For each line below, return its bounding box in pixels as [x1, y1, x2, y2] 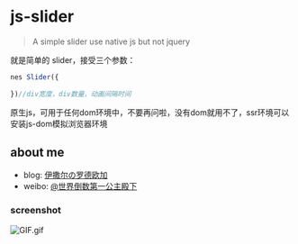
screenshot [10, 204, 62, 217]
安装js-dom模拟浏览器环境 [10, 118, 108, 129]
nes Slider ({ [10, 72, 59, 82]
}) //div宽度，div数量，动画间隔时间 [10, 89, 131, 98]
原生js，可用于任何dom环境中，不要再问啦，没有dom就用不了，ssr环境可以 [10, 106, 290, 118]
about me [10, 144, 65, 159]
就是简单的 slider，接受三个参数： [10, 54, 136, 65]
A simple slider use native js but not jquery [32, 36, 191, 47]
